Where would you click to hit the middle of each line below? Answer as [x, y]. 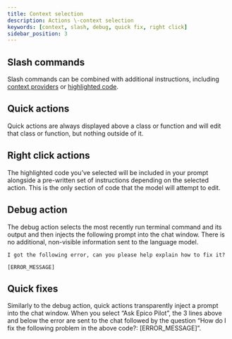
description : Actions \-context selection [71, 20]
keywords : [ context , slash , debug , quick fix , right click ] [98, 27]
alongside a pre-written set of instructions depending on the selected [108, 180]
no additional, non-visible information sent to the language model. [103, 242]
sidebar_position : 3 [38, 34]
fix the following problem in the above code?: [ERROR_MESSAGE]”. [104, 328]
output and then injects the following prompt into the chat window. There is [116, 234]
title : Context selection [45, 14]
